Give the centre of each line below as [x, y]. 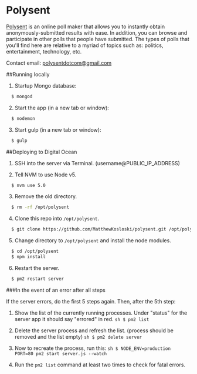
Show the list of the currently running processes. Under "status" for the [101, 313]
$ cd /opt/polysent [35, 251]
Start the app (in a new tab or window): [62, 108]
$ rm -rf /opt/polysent [40, 207]
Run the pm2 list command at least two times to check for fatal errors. [100, 365]
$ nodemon [23, 118]
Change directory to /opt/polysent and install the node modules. [93, 241]
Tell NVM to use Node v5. [45, 175]
